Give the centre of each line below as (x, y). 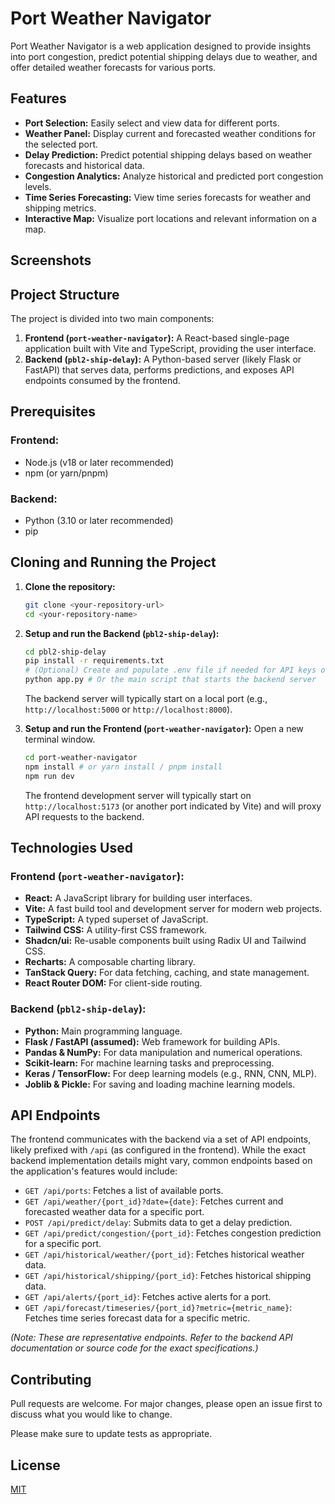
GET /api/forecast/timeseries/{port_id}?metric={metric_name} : (158, 1308)
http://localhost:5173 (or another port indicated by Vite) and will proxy (173, 806)
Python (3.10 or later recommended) (99, 520)
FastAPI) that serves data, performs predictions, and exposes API (159, 369)
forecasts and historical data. (84, 165)
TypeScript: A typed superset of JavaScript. (116, 919)
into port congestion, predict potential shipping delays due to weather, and (164, 56)
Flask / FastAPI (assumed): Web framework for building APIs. (152, 1041)
